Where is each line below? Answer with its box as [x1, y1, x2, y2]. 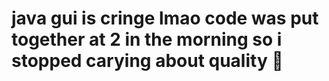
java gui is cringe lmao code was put [11, 7, 319, 30]
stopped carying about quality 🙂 [11, 50, 284, 72]
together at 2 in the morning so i [11, 28, 283, 51]
